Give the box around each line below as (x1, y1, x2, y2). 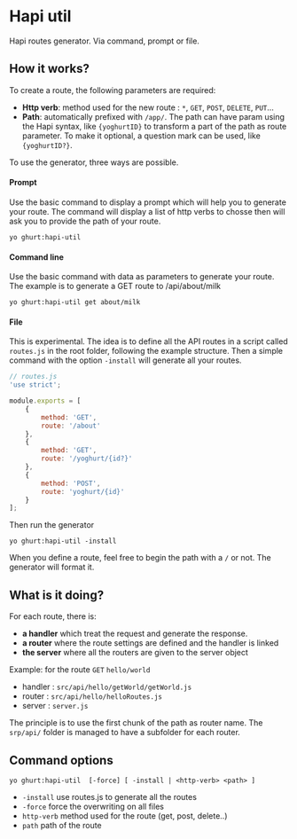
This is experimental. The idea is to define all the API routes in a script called (9, 336, 288, 347)
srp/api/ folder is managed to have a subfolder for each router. (9, 727, 241, 738)
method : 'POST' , (41, 479, 101, 488)
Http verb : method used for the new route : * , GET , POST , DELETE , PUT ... (21, 102, 275, 113)
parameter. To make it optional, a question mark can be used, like (21, 130, 262, 141)
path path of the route (21, 819, 102, 830)
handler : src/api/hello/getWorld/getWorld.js (21, 681, 192, 693)
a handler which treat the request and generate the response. (21, 628, 248, 639)
